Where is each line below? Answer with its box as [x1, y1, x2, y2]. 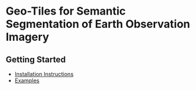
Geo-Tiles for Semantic [6, 4, 126, 18]
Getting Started [6, 54, 66, 64]
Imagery [6, 30, 50, 44]
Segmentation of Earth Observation [6, 17, 190, 31]
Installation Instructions [14, 71, 74, 77]
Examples [14, 77, 40, 84]
